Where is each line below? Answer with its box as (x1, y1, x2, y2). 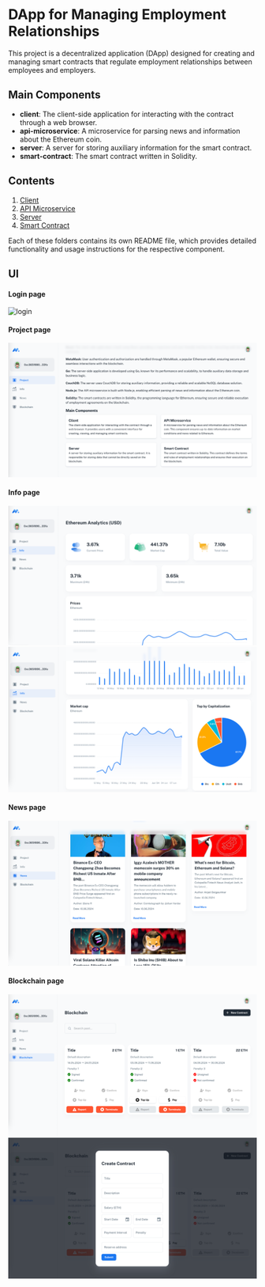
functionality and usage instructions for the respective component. (8, 244, 225, 254)
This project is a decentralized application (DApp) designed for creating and (8, 48, 255, 58)
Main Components (8, 89, 101, 102)
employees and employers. (8, 65, 96, 74)
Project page (8, 324, 51, 334)
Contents (8, 174, 55, 187)
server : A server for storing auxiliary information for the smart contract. (19, 142, 252, 152)
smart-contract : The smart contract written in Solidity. (19, 151, 197, 161)
